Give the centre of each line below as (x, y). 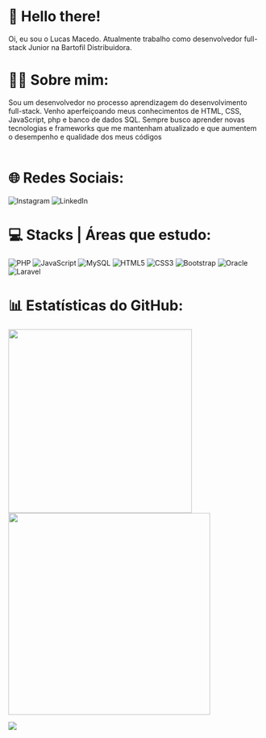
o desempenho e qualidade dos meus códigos (85, 136)
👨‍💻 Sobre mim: (58, 80)
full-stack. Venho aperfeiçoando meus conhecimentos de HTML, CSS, (125, 111)
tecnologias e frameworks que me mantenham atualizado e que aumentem (133, 128)
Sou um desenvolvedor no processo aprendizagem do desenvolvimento (128, 102)
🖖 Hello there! (54, 17)
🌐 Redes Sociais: (66, 178)
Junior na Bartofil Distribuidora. (80, 47)
